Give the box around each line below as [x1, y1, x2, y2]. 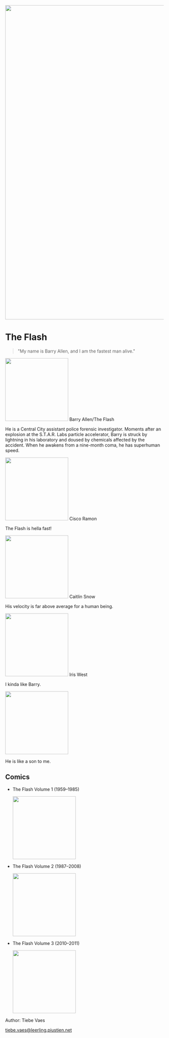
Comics [5, 773, 30, 782]
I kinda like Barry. [5, 681, 41, 687]
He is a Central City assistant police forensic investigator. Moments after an [5, 426, 161, 432]
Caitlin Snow [69, 593, 96, 599]
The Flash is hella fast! [5, 525, 52, 531]
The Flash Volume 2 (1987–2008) [12, 863, 81, 869]
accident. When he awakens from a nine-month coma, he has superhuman [5, 442, 160, 448]
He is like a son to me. [5, 758, 51, 764]
